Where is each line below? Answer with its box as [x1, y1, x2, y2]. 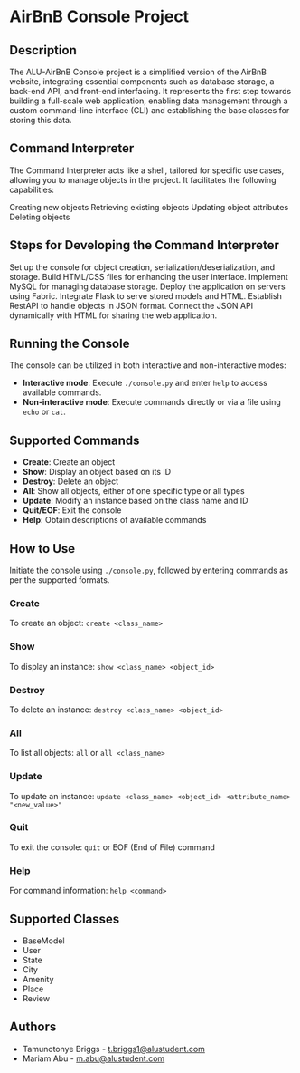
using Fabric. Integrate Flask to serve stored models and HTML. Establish [9, 290, 282, 301]
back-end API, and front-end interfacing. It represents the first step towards [9, 86, 292, 96]
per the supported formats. [9, 575, 110, 585]
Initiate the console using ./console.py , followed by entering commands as [9, 565, 289, 576]
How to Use [9, 541, 76, 556]
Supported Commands [9, 432, 140, 448]
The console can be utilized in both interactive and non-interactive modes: [9, 360, 286, 371]
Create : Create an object [22, 457, 116, 468]
